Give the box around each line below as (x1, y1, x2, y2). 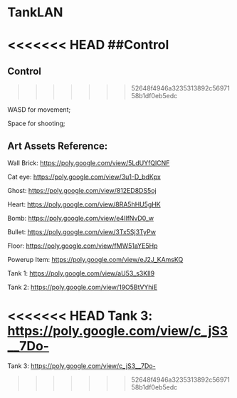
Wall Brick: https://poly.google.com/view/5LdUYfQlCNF (7, 159, 170, 167)
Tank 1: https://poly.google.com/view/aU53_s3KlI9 (7, 269, 155, 278)
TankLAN (7, 4, 63, 21)
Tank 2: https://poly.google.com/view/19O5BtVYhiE (7, 283, 158, 291)
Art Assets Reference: (7, 140, 108, 152)
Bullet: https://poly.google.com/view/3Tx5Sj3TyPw (7, 228, 157, 236)
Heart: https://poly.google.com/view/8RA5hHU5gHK (7, 200, 162, 209)
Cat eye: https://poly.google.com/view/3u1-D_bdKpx (7, 172, 162, 181)
